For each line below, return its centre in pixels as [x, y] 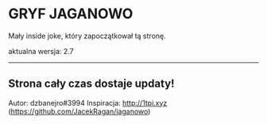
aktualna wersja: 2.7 [41, 51]
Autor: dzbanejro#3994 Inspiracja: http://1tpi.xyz [88, 103]
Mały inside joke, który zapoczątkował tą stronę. [87, 36]
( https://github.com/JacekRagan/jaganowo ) [79, 111]
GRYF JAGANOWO [71, 14]
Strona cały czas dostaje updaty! [91, 84]
